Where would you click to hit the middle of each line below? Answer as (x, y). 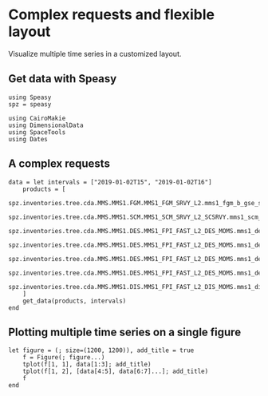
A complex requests (59, 164)
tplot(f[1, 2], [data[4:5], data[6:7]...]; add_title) (116, 372)
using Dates (28, 139)
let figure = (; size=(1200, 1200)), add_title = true (101, 350)
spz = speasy (30, 104)
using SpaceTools (37, 132)
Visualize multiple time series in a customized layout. (95, 53)
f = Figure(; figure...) (64, 358)
